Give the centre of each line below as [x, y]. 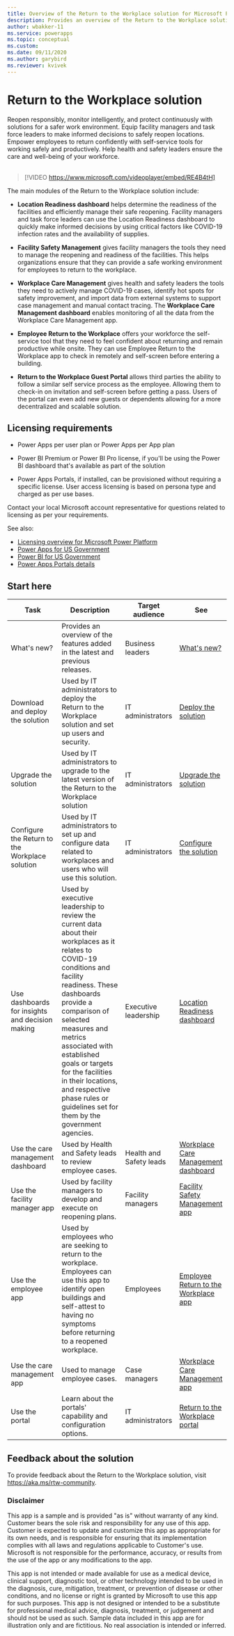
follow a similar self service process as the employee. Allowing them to [119, 384]
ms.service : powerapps [40, 33]
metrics [74, 1037]
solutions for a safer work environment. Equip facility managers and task [111, 127]
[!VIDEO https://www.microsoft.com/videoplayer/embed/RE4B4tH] [120, 177]
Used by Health [87, 1145]
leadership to [83, 906]
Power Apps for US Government [63, 549]
